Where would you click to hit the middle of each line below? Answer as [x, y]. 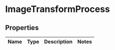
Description [58, 42]
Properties [22, 28]
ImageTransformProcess [57, 9]
